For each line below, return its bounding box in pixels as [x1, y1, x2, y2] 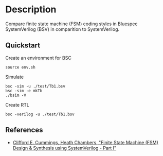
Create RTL [5, 101, 29, 108]
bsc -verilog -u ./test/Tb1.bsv [5, 112, 75, 117]
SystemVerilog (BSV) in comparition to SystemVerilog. [5, 26, 120, 32]
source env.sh [5, 64, 36, 70]
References [5, 126, 43, 134]
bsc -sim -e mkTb [5, 88, 43, 93]
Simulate [5, 74, 24, 80]
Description [5, 4, 57, 15]
